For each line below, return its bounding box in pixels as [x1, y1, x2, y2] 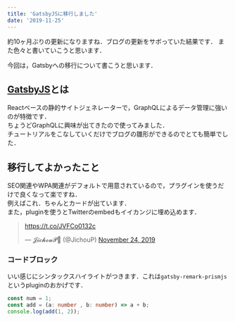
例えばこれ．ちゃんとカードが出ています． [7, 199, 131, 208]
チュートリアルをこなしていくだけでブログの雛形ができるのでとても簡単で [7, 130, 223, 138]
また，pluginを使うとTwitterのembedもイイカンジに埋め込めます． [7, 208, 201, 216]
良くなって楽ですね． [19, 190, 82, 199]
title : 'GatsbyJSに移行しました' [7, 10, 98, 18]
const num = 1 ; [7, 295, 52, 302]
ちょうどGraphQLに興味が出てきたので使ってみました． [7, 121, 169, 130]
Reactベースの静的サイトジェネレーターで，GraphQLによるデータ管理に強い [7, 104, 228, 112]
